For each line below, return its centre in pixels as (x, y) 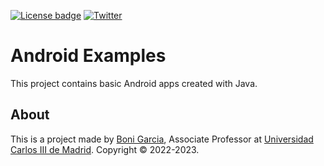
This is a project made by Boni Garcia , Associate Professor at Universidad (162, 139)
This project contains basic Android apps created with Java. (134, 83)
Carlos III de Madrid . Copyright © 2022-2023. (105, 149)
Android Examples (88, 56)
